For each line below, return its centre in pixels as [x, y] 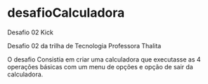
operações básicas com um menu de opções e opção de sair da [100, 66]
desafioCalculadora [66, 13]
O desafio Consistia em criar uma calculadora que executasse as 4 [104, 59]
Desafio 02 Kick [31, 32]
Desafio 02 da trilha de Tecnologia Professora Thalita [84, 45]
